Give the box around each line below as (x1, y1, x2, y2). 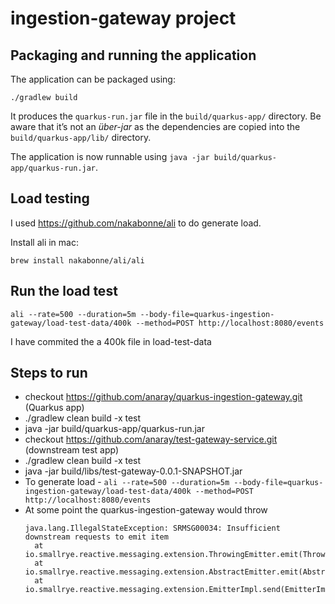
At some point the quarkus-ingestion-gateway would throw (24, 504, 268, 516)
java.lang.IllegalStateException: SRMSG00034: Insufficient (24, 523, 281, 534)
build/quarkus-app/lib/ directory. (10, 132, 152, 143)
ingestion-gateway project (10, 7, 237, 30)
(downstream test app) (24, 444, 120, 456)
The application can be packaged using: (10, 73, 176, 85)
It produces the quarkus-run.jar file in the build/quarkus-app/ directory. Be (10, 110, 322, 122)
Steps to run (10, 365, 88, 382)
